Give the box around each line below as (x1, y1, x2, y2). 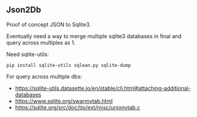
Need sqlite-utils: (6, 51, 50, 58)
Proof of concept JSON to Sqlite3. (6, 21, 91, 28)
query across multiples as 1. (6, 39, 76, 46)
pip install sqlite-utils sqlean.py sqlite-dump (6, 62, 131, 68)
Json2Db (6, 5, 41, 15)
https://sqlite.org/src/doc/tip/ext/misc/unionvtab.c (15, 104, 140, 111)
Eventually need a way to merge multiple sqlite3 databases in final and (6, 33, 182, 40)
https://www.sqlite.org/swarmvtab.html (15, 97, 113, 104)
